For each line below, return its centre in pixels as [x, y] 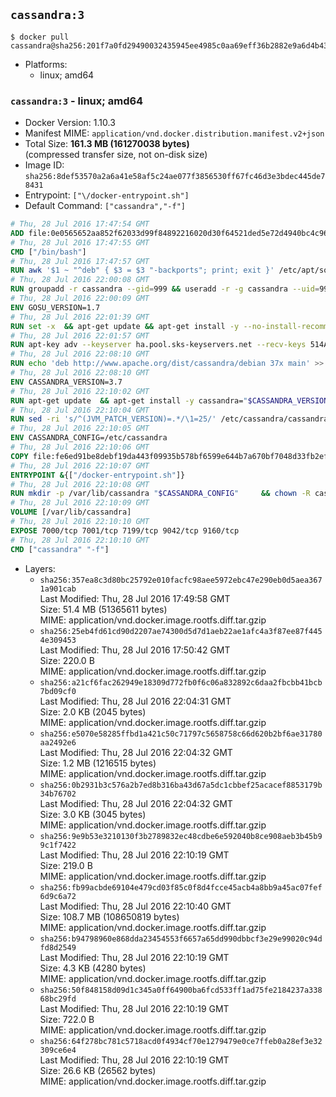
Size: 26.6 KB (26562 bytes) [98, 1070]
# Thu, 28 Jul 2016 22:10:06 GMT [80, 447]
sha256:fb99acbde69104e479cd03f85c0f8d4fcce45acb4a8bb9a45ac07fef [181, 887]
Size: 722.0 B [67, 1019]
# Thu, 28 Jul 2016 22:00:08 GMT [80, 280]
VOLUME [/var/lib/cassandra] [71, 512]
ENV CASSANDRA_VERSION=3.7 [66, 382]
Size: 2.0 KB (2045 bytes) [93, 711]
